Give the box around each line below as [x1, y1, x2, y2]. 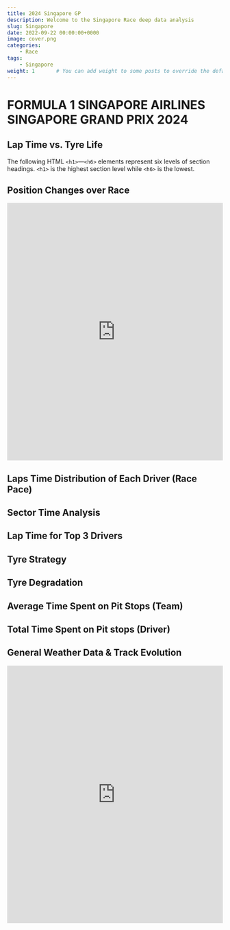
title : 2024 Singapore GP [7, 10, 81, 17]
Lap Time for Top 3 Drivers [7, 530, 123, 542]
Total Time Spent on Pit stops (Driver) [7, 624, 171, 635]
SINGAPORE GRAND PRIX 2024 [7, 111, 189, 127]
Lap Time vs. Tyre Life [7, 139, 103, 151]
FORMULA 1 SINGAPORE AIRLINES [7, 97, 205, 113]
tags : [7, 55, 23, 62]
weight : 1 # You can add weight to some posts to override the [7, 67, 210, 74]
